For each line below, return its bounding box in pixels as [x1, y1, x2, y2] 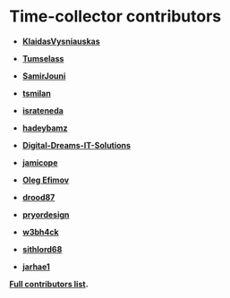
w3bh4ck [21, 226, 60, 237]
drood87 [21, 192, 55, 202]
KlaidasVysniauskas [21, 36, 100, 47]
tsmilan [21, 88, 51, 98]
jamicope [21, 157, 58, 167]
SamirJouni [21, 70, 66, 81]
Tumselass [21, 53, 64, 64]
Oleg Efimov [21, 175, 70, 185]
